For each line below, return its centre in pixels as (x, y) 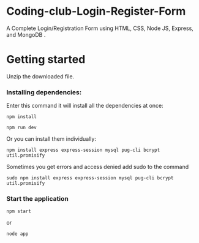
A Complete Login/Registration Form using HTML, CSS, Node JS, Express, (100, 28)
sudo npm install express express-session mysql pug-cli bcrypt (90, 178)
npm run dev (21, 128)
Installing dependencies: (44, 92)
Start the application (37, 199)
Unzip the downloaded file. (40, 76)
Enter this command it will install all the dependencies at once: (85, 106)
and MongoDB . (26, 34)
